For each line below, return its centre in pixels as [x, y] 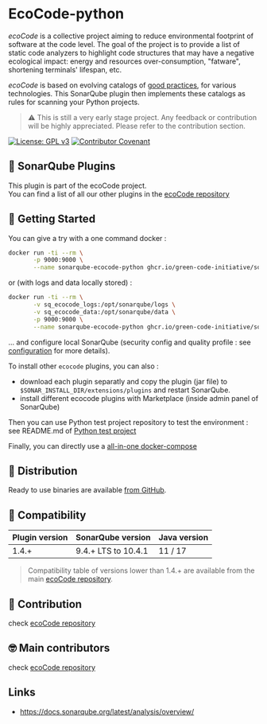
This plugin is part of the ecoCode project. [77, 185]
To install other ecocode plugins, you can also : [83, 366]
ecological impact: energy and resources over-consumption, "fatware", [124, 61]
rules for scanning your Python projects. [74, 102]
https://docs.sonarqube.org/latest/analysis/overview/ [107, 711]
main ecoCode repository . [70, 579]
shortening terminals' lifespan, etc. [65, 69]
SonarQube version [113, 538]
